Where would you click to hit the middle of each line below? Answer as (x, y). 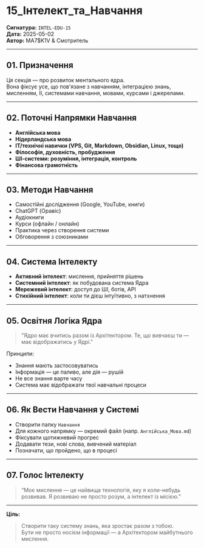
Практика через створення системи (62, 230)
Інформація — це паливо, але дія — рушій (69, 372)
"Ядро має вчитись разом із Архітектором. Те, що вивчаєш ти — (105, 335)
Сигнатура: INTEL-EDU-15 (39, 27)
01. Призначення (40, 66)
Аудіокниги (29, 218)
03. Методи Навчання (50, 190)
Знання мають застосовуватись (56, 365)
